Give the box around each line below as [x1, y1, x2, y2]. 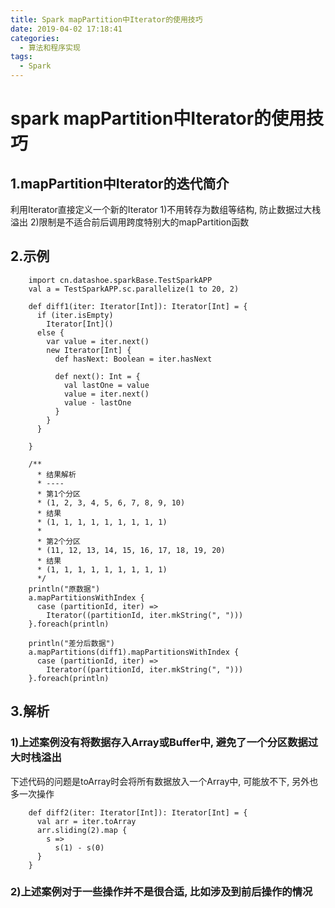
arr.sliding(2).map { [36, 825, 128, 835]
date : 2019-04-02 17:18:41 [10, 24, 123, 34]
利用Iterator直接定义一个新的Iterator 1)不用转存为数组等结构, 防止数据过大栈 [10, 204, 322, 215]
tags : [10, 52, 33, 62]
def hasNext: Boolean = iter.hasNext [54, 354, 213, 364]
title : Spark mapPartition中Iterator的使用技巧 [10, 14, 203, 25]
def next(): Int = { [54, 371, 141, 381]
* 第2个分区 [36, 536, 81, 546]
